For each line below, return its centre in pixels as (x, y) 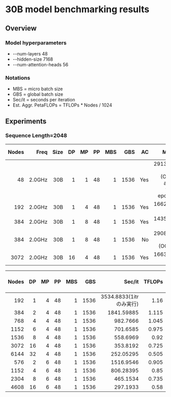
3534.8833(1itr (120, 297)
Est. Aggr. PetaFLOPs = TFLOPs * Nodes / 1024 (62, 105)
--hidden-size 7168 (33, 59)
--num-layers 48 (30, 54)
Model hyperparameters (36, 43)
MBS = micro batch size (38, 89)
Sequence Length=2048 (36, 136)
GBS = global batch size (38, 94)
